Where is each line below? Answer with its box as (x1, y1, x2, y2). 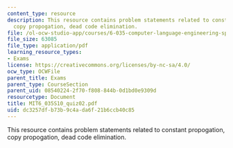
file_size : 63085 (7, 36, 58, 43)
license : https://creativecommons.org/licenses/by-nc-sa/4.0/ (7, 62, 191, 68)
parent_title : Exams (7, 74, 67, 82)
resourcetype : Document (7, 94, 76, 101)
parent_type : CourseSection (7, 81, 89, 88)
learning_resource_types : (7, 49, 82, 56)
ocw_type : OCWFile (7, 68, 60, 75)
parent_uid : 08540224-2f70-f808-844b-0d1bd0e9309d (7, 87, 157, 94)
